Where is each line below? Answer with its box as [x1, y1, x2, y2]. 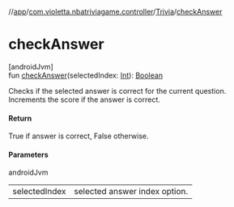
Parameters [8, 150, 49, 159]
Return [8, 113, 32, 123]
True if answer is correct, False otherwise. [8, 131, 149, 141]
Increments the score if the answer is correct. [8, 95, 160, 104]
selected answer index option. [74, 186, 189, 197]
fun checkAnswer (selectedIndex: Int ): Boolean [8, 70, 164, 80]
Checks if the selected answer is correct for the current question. [8, 86, 227, 95]
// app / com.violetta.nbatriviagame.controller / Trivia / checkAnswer [8, 7, 223, 16]
